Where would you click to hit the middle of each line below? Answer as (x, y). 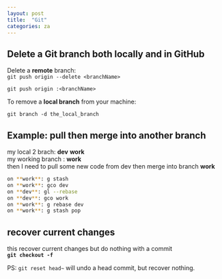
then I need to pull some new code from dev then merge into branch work (111, 166)
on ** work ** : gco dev (38, 185)
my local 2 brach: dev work (46, 152)
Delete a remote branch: (42, 71)
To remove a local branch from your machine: (72, 102)
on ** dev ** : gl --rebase (42, 192)
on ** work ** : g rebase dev (45, 204)
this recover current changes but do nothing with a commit (90, 249)
